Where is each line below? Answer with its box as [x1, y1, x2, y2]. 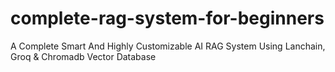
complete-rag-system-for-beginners [10, 7, 325, 30]
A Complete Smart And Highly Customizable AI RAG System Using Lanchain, [10, 40, 326, 52]
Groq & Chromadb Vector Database [10, 50, 157, 62]
